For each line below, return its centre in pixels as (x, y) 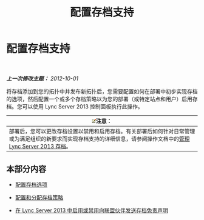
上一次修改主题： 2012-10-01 (42, 78)
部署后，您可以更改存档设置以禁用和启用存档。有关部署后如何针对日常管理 (102, 131)
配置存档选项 (31, 185)
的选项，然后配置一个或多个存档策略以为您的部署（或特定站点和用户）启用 (99, 99)
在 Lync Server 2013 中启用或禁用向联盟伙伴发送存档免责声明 (92, 210)
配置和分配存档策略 (39, 197)
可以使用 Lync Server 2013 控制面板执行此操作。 (83, 106)
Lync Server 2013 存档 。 (40, 146)
